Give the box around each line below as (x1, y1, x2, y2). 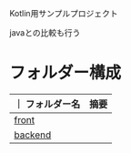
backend (14, 128, 52, 141)
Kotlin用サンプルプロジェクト (9, 8, 118, 18)
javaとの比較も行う (9, 27, 81, 38)
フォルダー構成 (9, 63, 122, 84)
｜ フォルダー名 (14, 97, 81, 110)
